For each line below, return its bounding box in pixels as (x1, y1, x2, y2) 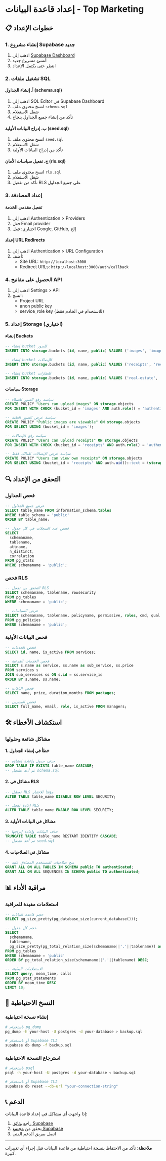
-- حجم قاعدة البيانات (5, 912, 43, 917)
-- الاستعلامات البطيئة (5, 967, 43, 972)
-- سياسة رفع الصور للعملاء (5, 397, 54, 402)
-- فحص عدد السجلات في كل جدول (5, 526, 69, 531)
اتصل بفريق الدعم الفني (12, 1130, 56, 1137)
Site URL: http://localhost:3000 (19, 258, 86, 264)
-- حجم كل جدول (5, 925, 37, 931)
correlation (9, 553, 35, 559)
